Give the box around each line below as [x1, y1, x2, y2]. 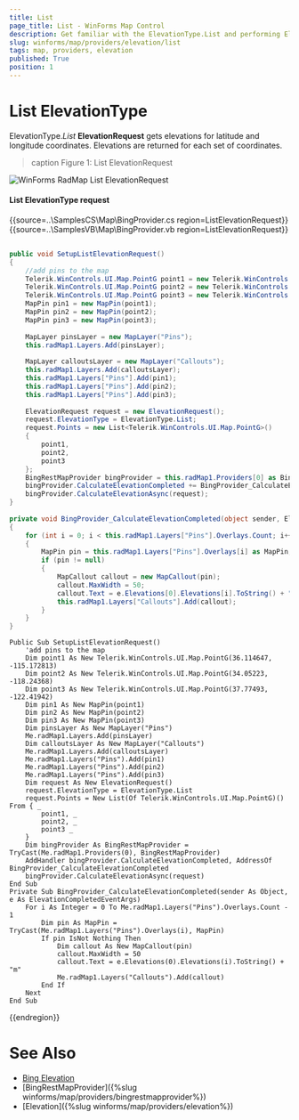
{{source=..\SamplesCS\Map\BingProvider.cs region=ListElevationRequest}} [9, 215, 289, 225]
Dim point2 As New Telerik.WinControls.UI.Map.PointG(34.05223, [25, 670, 269, 678]
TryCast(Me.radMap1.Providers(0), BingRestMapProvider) [9, 848, 221, 857]
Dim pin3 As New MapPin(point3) [25, 716, 145, 726]
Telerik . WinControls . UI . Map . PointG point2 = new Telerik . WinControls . [25, 282, 293, 292]
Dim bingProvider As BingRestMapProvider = [25, 840, 190, 850]
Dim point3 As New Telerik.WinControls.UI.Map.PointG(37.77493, [25, 685, 269, 694]
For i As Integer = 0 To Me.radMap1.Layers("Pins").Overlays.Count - [25, 903, 289, 913]
